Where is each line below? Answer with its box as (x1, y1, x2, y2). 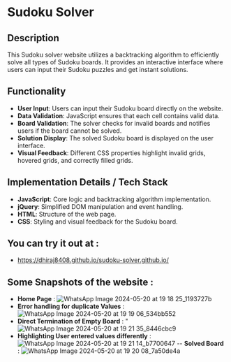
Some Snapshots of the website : (7, 276, 154, 288)
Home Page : (17, 295, 56, 303)
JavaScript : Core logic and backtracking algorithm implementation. (17, 195, 211, 203)
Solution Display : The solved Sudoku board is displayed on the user (17, 133, 214, 142)
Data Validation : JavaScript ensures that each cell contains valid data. (17, 111, 220, 120)
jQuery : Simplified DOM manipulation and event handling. (17, 202, 184, 210)
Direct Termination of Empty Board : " (17, 317, 128, 326)
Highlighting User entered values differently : (17, 332, 151, 340)
